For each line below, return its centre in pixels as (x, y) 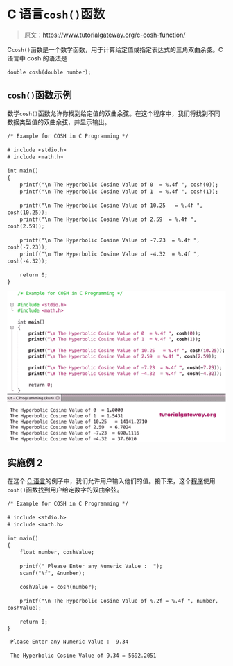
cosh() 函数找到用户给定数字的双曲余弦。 (65, 490)
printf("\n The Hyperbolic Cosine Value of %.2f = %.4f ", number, (119, 601)
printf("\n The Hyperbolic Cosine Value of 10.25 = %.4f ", (111, 206)
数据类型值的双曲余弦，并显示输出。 (59, 122)
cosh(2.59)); (26, 226)
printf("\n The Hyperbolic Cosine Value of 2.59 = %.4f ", (108, 219)
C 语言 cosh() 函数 (56, 14)
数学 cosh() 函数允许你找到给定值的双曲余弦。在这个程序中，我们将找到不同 (114, 113)
